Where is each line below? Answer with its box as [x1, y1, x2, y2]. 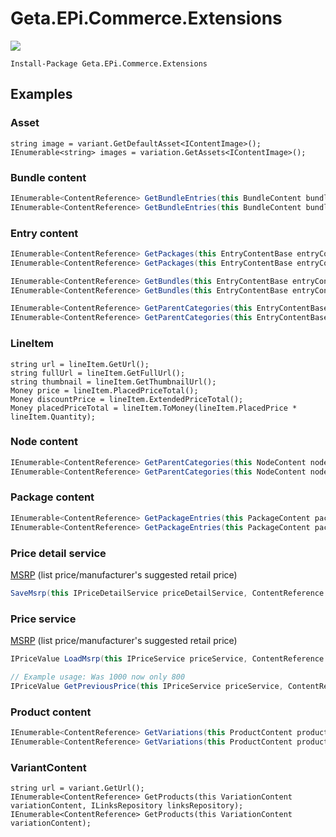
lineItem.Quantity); [10, 412, 97, 422]
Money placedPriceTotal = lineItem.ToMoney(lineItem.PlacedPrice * [10, 403, 298, 413]
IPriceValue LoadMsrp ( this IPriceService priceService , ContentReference [10, 654, 325, 664]
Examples [10, 86, 73, 103]
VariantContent [10, 760, 87, 774]
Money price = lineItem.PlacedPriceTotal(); [10, 385, 199, 396]
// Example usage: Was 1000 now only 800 [10, 672, 186, 682]
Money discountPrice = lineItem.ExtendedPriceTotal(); [10, 394, 244, 404]
